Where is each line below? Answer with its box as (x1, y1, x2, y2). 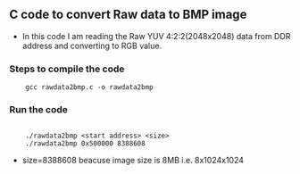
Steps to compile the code (9, 62, 125, 75)
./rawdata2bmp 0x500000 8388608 (25, 139, 146, 148)
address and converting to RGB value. (21, 40, 162, 51)
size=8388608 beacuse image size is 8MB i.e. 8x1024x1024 (21, 155, 244, 166)
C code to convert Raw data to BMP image (9, 7, 247, 22)
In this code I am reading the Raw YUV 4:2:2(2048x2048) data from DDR (21, 30, 291, 41)
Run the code (9, 104, 69, 116)
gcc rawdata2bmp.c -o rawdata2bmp (25, 83, 154, 92)
